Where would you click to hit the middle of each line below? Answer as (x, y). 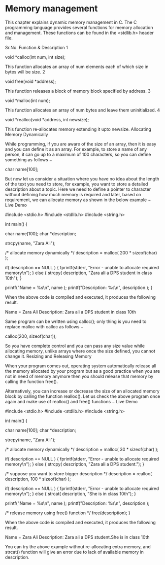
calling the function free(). (32, 381)
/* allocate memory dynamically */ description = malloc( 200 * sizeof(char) (81, 252)
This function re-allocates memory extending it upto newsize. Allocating (78, 129)
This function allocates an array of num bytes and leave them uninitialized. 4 (82, 110)
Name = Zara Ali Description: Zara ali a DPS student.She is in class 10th (77, 537)
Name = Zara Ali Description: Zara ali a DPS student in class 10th (71, 312)
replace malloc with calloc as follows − (44, 326)
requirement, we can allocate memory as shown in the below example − (78, 200)
